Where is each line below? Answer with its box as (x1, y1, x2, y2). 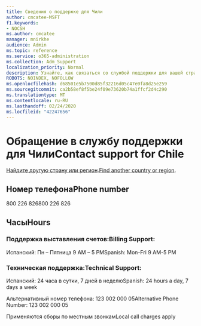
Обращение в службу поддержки (6, 134, 183, 148)
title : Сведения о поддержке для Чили (6, 8, 103, 15)
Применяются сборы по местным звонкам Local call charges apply (6, 313, 176, 320)
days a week (6, 284, 38, 291)
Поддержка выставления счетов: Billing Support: (6, 235, 156, 244)
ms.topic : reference (6, 48, 58, 54)
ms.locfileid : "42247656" (6, 109, 71, 115)
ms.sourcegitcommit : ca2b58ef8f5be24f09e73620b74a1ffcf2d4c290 (6, 87, 167, 93)
